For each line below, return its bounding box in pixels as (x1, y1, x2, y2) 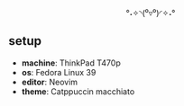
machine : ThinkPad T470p (21, 57, 121, 68)
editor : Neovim (21, 76, 78, 87)
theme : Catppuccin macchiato (21, 85, 135, 97)
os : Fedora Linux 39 (21, 66, 97, 77)
